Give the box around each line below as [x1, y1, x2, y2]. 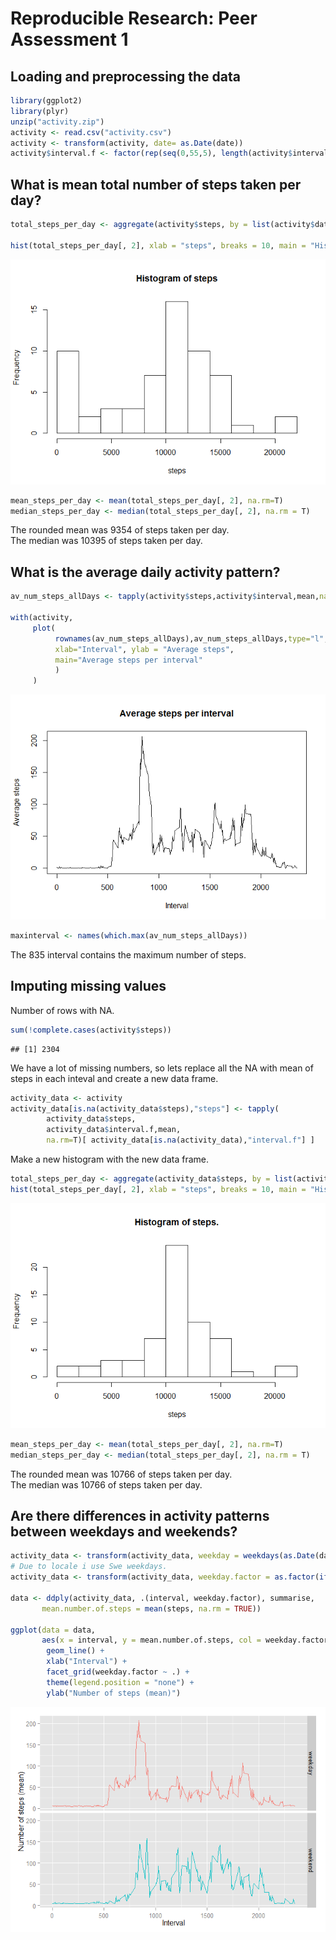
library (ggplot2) [10, 96, 83, 106]
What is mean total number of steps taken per [10, 176, 302, 193]
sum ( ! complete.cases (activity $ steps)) [10, 1025, 172, 1035]
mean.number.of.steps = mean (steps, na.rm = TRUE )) [41, 1603, 262, 1614]
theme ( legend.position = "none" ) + [46, 1677, 195, 1687]
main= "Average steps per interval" [54, 655, 203, 665]
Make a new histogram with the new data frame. [10, 1153, 209, 1166]
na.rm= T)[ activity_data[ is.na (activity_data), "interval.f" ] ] [46, 1135, 315, 1146]
